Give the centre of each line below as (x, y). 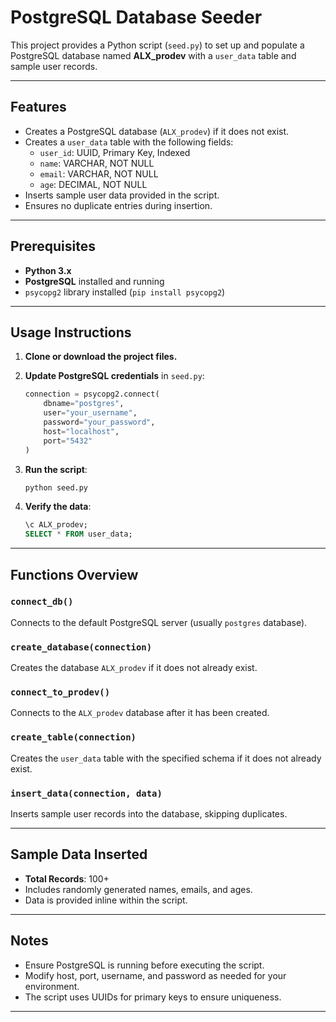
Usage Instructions (71, 332)
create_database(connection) (81, 647)
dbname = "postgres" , (84, 404)
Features (38, 107)
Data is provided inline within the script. (106, 900)
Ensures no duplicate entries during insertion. (118, 205)
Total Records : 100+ (67, 878)
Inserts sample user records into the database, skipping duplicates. (149, 814)
